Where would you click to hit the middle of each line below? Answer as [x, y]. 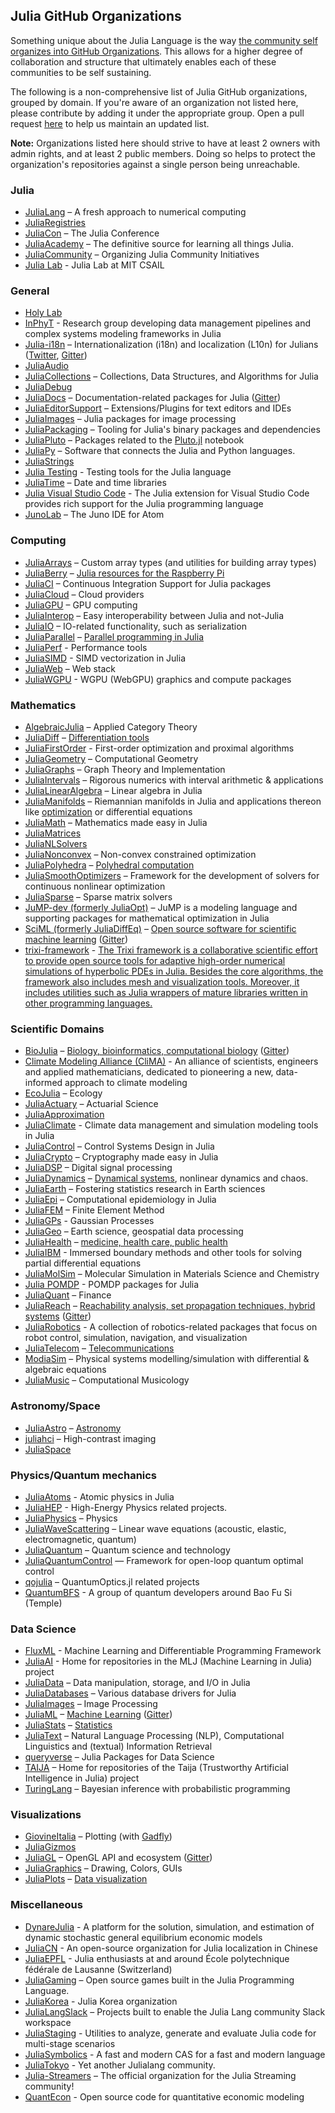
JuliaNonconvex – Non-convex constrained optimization [140, 854]
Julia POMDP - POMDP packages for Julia [112, 1285]
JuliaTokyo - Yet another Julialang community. [120, 2065]
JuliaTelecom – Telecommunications [99, 1348]
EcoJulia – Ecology [63, 1093]
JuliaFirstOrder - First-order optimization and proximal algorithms [159, 748]
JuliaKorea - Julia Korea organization [101, 2001]
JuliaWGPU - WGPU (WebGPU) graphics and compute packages [158, 679]
